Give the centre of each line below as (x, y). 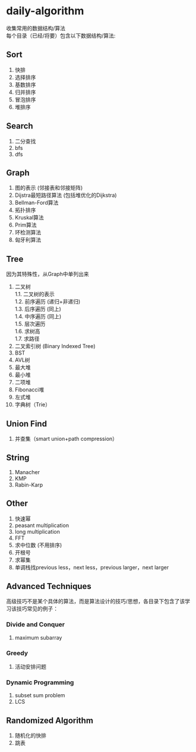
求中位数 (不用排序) (38, 545)
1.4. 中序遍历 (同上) (38, 317)
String (18, 458)
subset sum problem (40, 695)
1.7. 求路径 (27, 339)
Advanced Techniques (49, 586)
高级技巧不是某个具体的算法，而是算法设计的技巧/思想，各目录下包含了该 (96, 601)
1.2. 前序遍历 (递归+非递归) (48, 302)
